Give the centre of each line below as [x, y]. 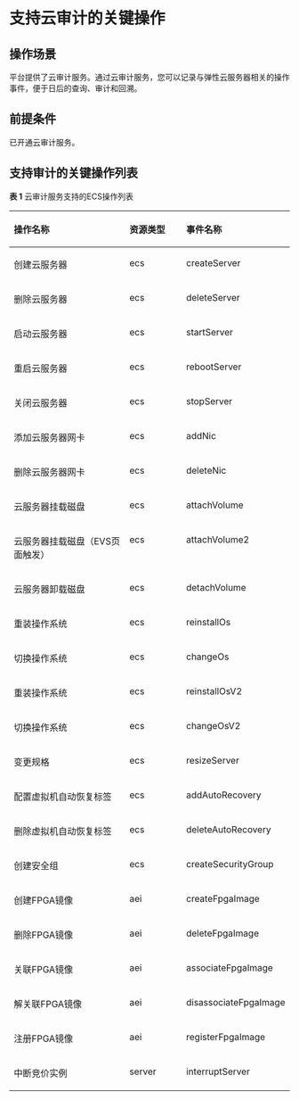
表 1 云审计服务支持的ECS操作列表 [71, 196]
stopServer [209, 401]
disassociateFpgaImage [235, 1002]
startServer [210, 332]
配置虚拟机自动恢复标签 [63, 797]
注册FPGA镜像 [44, 1038]
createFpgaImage [222, 898]
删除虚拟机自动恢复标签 [63, 831]
